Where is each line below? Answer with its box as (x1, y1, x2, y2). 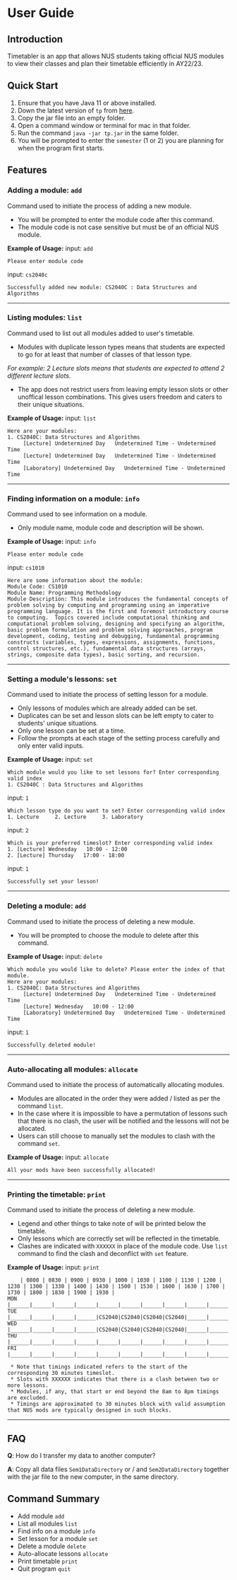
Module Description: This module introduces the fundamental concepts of (7, 596, 229, 603)
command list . (17, 1101, 63, 1110)
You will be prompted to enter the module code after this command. (17, 215, 214, 223)
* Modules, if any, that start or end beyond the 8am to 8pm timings (10, 1388, 219, 1395)
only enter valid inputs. (17, 741, 85, 750)
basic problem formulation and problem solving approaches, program (7, 627, 213, 634)
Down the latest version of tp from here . (17, 106, 135, 115)
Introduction (7, 33, 63, 45)
